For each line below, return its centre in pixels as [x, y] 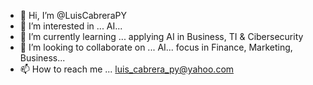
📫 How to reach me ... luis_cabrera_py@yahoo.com [127, 69]
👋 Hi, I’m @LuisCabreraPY [73, 15]
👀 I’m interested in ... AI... [71, 26]
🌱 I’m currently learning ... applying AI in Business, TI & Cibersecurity [161, 36]
